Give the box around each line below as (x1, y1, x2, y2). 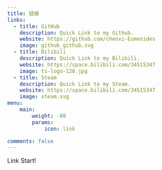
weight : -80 (32, 112, 67, 119)
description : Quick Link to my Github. (19, 29, 134, 36)
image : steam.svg (19, 94, 70, 100)
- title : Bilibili (13, 49, 67, 56)
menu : (7, 100, 23, 107)
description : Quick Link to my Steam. (19, 81, 131, 87)
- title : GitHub (13, 23, 60, 30)
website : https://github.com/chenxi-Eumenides (19, 36, 156, 43)
